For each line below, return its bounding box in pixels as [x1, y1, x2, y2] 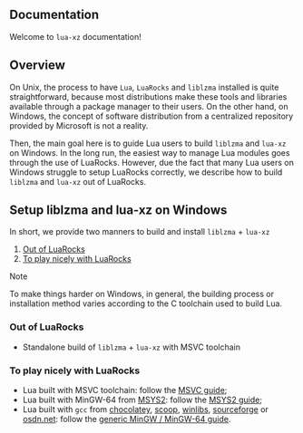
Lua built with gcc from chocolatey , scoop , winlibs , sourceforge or [22, 404, 269, 415]
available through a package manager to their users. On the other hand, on [9, 101, 288, 111]
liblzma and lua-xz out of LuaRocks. [9, 176, 147, 187]
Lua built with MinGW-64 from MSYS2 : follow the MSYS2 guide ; [22, 394, 263, 406]
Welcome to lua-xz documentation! [9, 31, 142, 42]
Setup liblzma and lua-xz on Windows [9, 203, 228, 218]
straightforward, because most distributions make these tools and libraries [9, 91, 288, 102]
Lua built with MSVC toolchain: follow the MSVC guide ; [22, 385, 228, 396]
